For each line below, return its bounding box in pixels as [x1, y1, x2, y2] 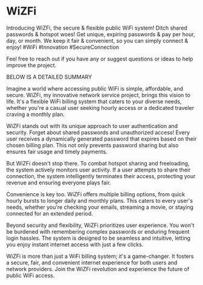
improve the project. [6, 62, 57, 69]
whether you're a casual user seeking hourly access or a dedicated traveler [6, 104, 195, 111]
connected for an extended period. [6, 210, 94, 217]
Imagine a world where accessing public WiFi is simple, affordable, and [6, 85, 183, 92]
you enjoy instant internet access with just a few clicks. [6, 240, 144, 248]
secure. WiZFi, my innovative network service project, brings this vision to [6, 91, 190, 98]
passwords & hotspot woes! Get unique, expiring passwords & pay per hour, [6, 30, 195, 37]
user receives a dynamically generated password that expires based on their [6, 135, 197, 142]
